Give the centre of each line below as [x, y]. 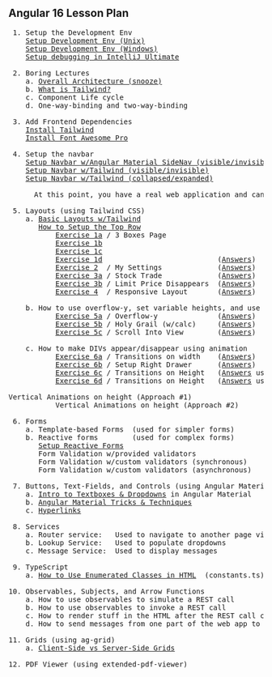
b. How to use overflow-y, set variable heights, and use [143, 308]
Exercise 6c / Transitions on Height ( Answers [154, 373]
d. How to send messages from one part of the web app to [143, 624]
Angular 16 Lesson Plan [69, 13]
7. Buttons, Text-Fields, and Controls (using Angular [123, 486]
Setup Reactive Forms [81, 445]
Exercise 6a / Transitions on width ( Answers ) [156, 356]
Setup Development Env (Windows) [92, 49]
